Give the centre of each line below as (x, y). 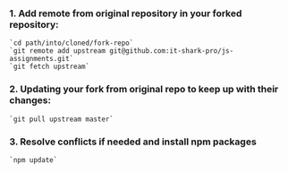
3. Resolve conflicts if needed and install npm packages (133, 142)
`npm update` (34, 160)
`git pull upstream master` (62, 119)
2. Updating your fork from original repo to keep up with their (144, 90)
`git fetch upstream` (50, 67)
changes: (30, 100)
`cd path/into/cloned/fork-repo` (72, 43)
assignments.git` (42, 59)
